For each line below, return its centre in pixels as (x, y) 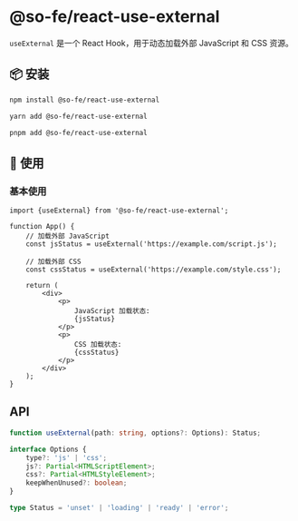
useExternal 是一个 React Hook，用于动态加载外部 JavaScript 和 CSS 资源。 (152, 43)
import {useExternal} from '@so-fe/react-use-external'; (119, 211)
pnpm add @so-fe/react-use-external (78, 133)
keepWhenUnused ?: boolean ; (77, 483)
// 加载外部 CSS (53, 262)
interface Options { (48, 449)
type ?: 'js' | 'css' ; (66, 457)
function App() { (42, 227)
